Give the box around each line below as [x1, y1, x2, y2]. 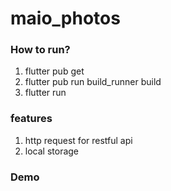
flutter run [24, 87, 67, 99]
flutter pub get [24, 65, 85, 77]
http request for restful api [24, 134, 133, 146]
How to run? [10, 43, 71, 57]
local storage [24, 145, 80, 157]
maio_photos [10, 7, 121, 30]
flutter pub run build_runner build [24, 76, 162, 88]
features [10, 112, 53, 126]
